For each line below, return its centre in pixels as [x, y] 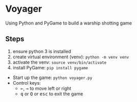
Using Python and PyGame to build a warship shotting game [68, 23]
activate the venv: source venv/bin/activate [60, 62]
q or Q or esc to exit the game [52, 94]
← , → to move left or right [46, 88]
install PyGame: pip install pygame [50, 67]
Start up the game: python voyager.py [52, 78]
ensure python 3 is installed [42, 51]
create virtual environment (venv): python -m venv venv [71, 57]
